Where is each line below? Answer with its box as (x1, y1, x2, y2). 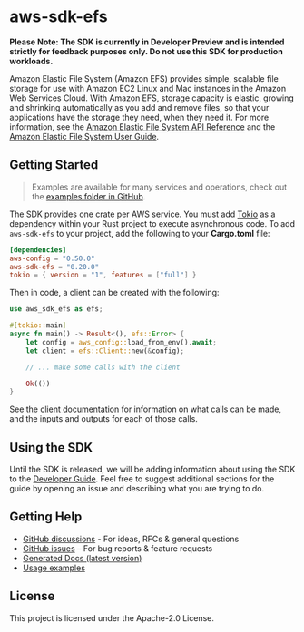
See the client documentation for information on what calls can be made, (9, 404, 281, 414)
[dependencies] (9, 245, 67, 255)
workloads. (9, 55, 54, 66)
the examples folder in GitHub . (31, 190, 146, 201)
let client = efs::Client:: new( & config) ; (25, 346, 184, 355)
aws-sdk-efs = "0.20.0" (9, 262, 100, 271)
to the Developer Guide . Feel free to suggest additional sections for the (9, 473, 275, 484)
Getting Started (9, 157, 99, 173)
